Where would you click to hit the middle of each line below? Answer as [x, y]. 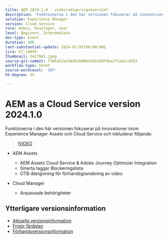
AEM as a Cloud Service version [73, 104]
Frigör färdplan [28, 226]
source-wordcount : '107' [31, 70]
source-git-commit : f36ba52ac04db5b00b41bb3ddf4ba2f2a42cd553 [71, 61]
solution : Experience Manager [37, 19]
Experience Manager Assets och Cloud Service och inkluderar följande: [79, 133]
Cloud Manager [28, 183]
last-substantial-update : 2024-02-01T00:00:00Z [56, 47]
